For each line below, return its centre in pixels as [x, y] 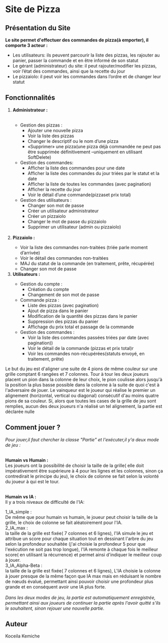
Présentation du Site [38, 28]
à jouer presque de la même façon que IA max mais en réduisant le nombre [83, 576]
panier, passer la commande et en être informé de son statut [75, 61]
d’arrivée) [30, 253]
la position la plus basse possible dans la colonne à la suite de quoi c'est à [82, 385]
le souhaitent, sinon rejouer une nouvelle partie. [55, 608]
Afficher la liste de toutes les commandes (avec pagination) [89, 184]
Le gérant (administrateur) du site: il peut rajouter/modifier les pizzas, [85, 66]
